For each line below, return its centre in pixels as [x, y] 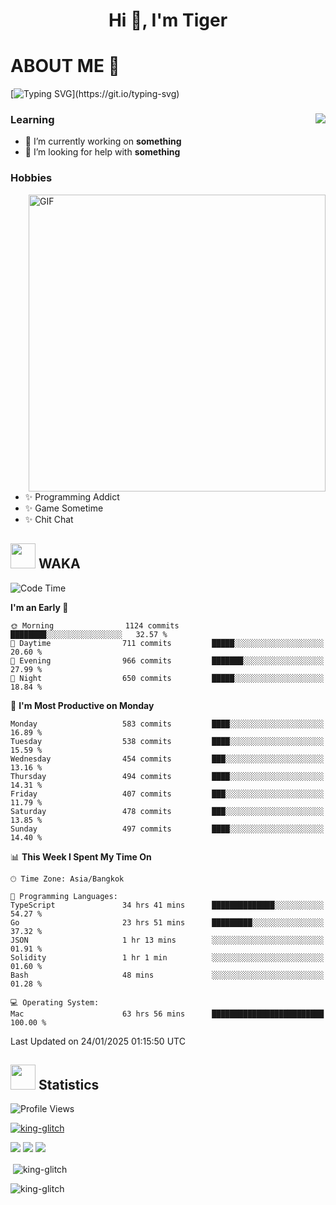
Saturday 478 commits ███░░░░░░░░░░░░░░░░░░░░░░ [167, 811]
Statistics [69, 1084]
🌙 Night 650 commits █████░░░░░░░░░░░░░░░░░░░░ [167, 678]
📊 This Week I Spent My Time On [81, 856]
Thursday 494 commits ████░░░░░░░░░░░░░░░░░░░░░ [167, 776]
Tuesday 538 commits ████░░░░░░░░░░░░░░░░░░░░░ [167, 741]
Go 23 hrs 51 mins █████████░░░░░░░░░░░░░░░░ [167, 922]
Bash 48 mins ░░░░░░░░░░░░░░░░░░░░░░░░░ [167, 975]
